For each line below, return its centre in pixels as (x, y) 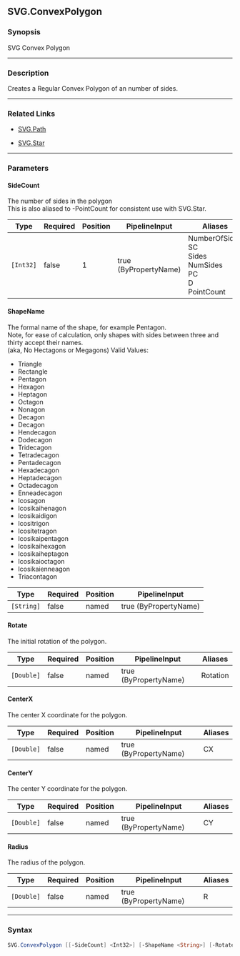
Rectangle (32, 372)
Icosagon (31, 500)
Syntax (20, 930)
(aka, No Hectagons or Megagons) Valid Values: (78, 350)
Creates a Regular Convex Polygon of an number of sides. (93, 88)
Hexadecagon (38, 470)
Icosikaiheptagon (43, 554)
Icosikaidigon (37, 516)
